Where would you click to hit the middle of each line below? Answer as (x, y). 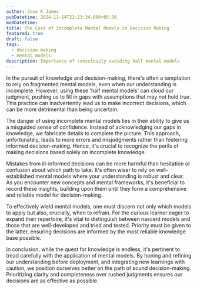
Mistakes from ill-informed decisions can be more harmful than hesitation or (98, 164)
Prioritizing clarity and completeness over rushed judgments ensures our (94, 274)
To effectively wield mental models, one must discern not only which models (99, 206)
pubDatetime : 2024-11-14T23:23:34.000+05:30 (61, 17)
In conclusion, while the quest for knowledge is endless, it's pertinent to (93, 249)
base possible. (24, 237)
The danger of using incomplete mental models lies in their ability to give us (98, 120)
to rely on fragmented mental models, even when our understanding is (91, 84)
